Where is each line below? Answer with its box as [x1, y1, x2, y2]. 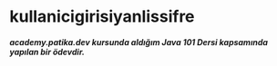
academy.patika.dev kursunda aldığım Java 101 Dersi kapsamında [9, 36, 269, 47]
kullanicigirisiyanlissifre [9, 6, 195, 27]
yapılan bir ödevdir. [9, 46, 85, 57]
